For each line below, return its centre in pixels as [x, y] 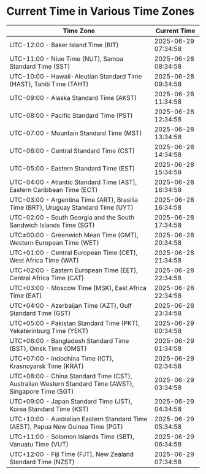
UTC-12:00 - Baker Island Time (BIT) [64, 45]
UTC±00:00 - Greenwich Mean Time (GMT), [74, 235]
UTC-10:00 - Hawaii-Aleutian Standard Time [76, 76]
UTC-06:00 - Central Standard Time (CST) [72, 150]
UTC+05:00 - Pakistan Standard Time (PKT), [74, 323]
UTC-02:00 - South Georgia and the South [72, 217]
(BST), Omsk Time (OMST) [48, 348]
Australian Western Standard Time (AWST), [72, 383]
